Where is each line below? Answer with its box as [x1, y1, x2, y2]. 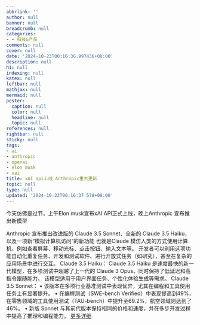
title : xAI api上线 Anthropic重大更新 [6, 176, 97, 182]
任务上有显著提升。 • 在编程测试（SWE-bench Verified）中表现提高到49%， [6, 290, 195, 297]
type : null [6, 187, 33, 193]
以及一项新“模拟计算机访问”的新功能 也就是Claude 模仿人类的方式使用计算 [6, 237, 188, 244]
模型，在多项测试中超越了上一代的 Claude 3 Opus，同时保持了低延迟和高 [11, 267, 191, 274]
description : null [6, 59, 52, 65]
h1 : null [6, 64, 28, 71]
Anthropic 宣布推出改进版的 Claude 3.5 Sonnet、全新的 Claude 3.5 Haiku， [6, 230, 190, 237]
